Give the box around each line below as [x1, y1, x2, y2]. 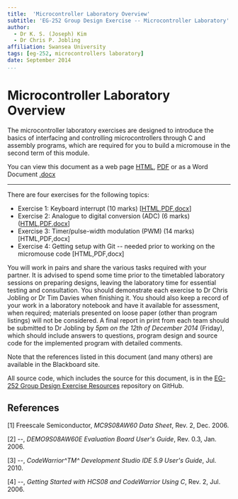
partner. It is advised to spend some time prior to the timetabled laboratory [7, 271, 225, 279]
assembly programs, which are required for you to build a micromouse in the [7, 141, 231, 149]
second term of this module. [7, 149, 90, 157]
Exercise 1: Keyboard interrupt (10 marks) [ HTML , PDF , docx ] [17, 204, 192, 213]
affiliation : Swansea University [7, 43, 106, 50]
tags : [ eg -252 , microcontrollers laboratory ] [7, 50, 144, 58]
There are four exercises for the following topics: [7, 190, 150, 199]
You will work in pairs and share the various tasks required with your [7, 263, 207, 272]
